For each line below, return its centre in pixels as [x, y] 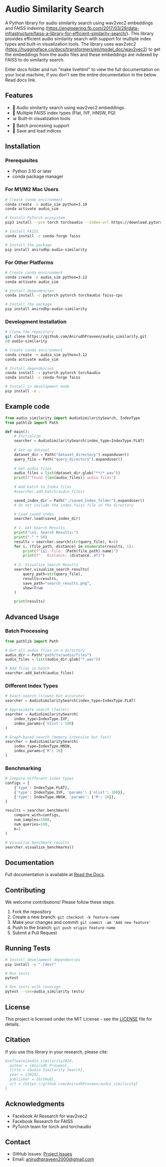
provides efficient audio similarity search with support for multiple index [78, 39]
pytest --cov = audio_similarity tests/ [45, 992]
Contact [18, 1142]
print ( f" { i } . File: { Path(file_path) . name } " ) [71, 551]
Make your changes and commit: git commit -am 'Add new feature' [82, 922]
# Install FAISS [22, 232]
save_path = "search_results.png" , [57, 583]
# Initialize [27, 436]
